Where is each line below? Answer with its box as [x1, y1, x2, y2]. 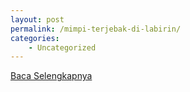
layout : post [10, 14, 65, 25]
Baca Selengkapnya [10, 70, 93, 82]
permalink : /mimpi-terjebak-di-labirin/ [10, 24, 182, 34]
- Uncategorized [28, 42, 97, 53]
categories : [10, 33, 60, 43]
